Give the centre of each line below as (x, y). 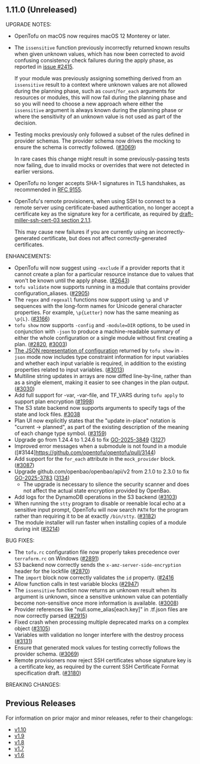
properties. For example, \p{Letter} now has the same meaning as (97, 312)
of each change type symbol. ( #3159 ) (60, 433)
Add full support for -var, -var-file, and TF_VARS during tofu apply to (99, 395)
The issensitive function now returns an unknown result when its (95, 590)
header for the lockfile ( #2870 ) (52, 571)
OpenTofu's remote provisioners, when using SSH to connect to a (95, 201)
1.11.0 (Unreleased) (41, 10)
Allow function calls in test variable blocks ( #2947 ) (77, 584)
